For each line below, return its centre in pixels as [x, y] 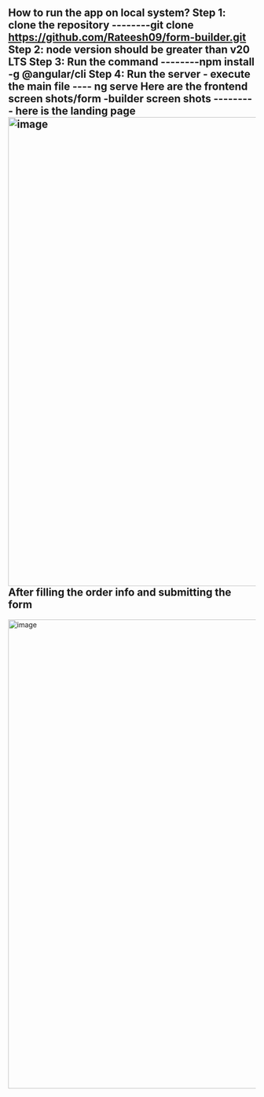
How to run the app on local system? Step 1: [117, 13]
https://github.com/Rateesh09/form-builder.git [127, 37]
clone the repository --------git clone [101, 26]
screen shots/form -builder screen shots [110, 99]
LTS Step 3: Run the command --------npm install [132, 62]
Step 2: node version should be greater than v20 [129, 50]
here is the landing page [75, 111]
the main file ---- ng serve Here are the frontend [128, 87]
